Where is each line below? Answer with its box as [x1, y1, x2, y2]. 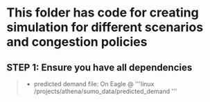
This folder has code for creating [6, 5, 199, 21]
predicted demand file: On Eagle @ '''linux [33, 80, 155, 88]
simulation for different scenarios [6, 19, 204, 35]
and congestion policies [6, 34, 148, 50]
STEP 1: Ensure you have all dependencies [6, 61, 193, 73]
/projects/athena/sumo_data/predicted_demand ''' [33, 88, 177, 95]
